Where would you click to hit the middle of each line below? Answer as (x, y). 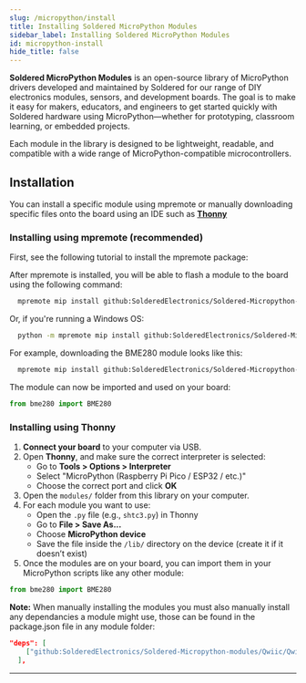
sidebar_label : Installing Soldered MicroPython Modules (120, 35)
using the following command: (66, 285)
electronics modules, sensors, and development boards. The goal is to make (153, 98)
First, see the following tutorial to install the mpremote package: (129, 257)
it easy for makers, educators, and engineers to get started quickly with (143, 107)
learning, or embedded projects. (70, 126)
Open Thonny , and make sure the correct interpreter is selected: (144, 457)
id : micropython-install (56, 43)
